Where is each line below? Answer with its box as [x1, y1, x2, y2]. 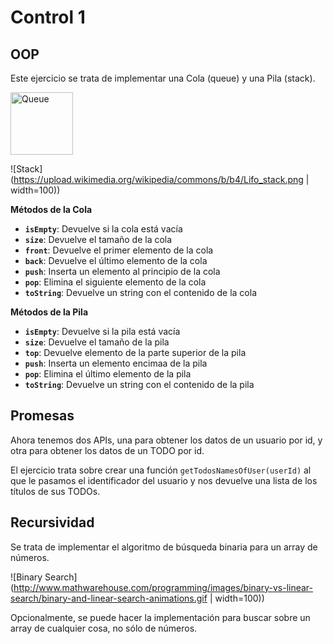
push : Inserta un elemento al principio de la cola [24, 266, 221, 277]
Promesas [10, 407, 75, 425]
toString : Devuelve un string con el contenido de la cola [24, 287, 257, 298]
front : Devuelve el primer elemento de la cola [24, 244, 214, 256]
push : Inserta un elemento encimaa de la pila [24, 357, 208, 369]
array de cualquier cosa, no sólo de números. [10, 622, 198, 634]
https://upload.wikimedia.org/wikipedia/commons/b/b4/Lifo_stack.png [13, 174, 304, 185]
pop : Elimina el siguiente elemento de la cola [24, 276, 207, 288]
